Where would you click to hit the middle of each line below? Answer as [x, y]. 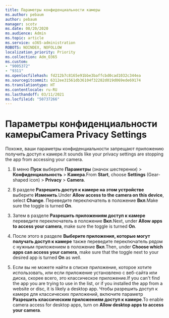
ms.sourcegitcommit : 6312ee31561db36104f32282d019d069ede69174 [73, 80]
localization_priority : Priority [40, 52]
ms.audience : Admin [26, 33]
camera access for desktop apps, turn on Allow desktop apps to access [88, 305]
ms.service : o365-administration [40, 43]
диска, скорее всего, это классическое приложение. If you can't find [86, 278]
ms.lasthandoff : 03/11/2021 [35, 94]
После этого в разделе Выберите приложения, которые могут [81, 236]
